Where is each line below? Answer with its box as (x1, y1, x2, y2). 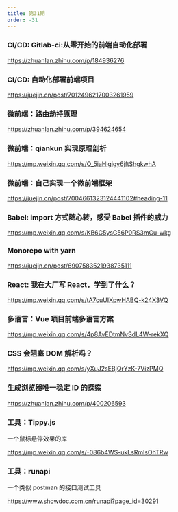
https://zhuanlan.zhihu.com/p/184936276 (7, 56, 125, 65)
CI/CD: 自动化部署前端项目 (7, 75, 94, 84)
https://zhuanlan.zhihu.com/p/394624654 (7, 125, 127, 134)
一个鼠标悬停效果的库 (7, 434, 67, 443)
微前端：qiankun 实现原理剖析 (7, 143, 107, 153)
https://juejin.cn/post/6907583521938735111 (7, 261, 132, 270)
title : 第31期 (7, 10, 46, 17)
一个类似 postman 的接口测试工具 (7, 483, 101, 491)
